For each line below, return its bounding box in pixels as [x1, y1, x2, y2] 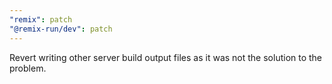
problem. [9, 62, 47, 74]
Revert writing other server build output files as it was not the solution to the [9, 51, 323, 63]
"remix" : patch [9, 14, 73, 25]
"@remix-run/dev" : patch [9, 24, 113, 34]
